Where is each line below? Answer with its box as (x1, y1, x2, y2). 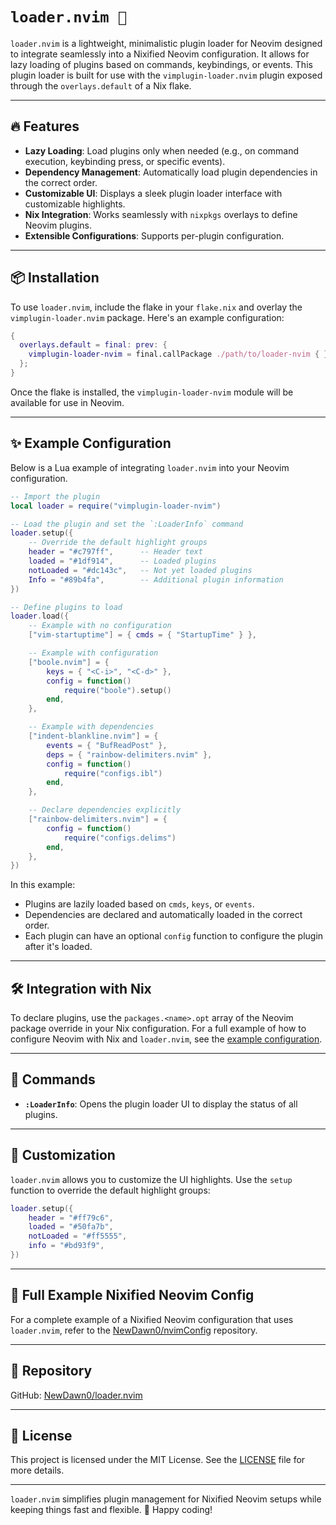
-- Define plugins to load (10, 602, 123, 612)
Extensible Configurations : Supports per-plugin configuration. (24, 229, 285, 242)
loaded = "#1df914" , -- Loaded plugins (28, 556, 217, 566)
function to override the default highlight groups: (10, 1184, 211, 1196)
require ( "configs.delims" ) (63, 833, 177, 843)
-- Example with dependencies (28, 722, 155, 732)
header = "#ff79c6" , (28, 1213, 114, 1223)
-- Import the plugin (10, 491, 101, 502)
